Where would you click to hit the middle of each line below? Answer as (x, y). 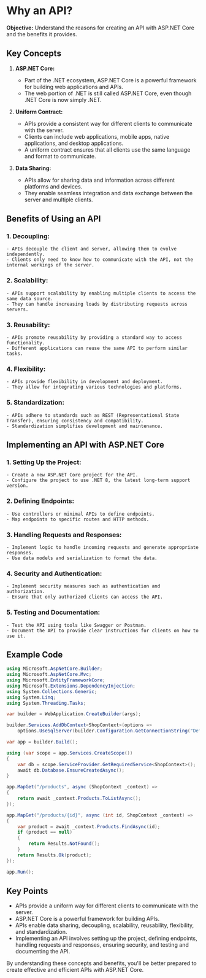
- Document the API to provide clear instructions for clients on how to (103, 631)
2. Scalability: (27, 281)
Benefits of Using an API (54, 219)
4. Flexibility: (26, 369)
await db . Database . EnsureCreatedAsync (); (71, 770)
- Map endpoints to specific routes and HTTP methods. (78, 519)
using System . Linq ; (31, 697)
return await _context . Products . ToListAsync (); (79, 799)
